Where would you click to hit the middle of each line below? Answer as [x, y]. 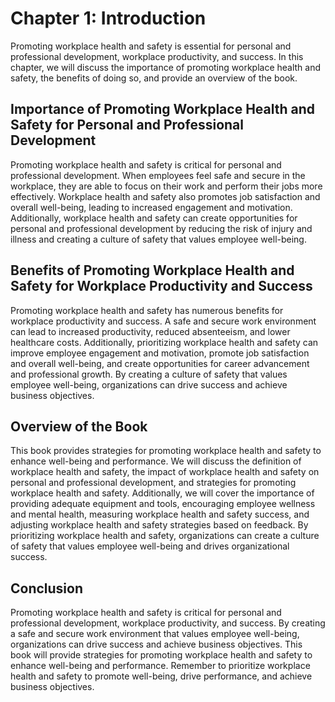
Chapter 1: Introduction [108, 18]
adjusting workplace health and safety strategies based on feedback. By [159, 525]
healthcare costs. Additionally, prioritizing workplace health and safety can [164, 342]
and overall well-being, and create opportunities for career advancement [160, 363]
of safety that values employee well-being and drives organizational [150, 546]
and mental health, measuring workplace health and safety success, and [160, 514]
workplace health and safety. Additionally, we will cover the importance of [162, 493]
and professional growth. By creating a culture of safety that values [149, 374]
